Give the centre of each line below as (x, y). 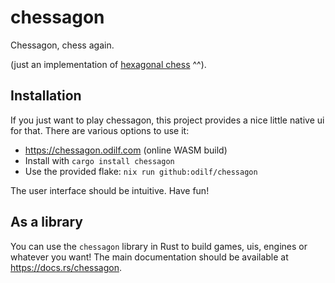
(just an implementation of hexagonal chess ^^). (108, 64)
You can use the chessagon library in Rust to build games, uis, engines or (159, 246)
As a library (46, 222)
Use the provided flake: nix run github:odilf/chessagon (141, 171)
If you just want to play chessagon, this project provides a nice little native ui (167, 120)
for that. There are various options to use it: (100, 130)
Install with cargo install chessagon (99, 160)
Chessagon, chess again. (62, 45)
